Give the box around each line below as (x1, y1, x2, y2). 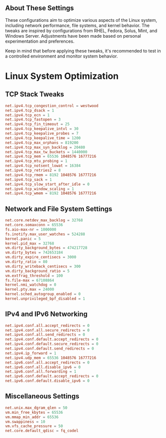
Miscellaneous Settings (5, 392, 79, 401)
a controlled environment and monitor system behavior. (5, 53, 118, 59)
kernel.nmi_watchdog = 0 (5, 282, 56, 287)
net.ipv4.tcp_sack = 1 (5, 177, 52, 182)
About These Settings (5, 4, 74, 12)
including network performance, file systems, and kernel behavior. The (5, 22, 150, 28)
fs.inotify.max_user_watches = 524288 (5, 232, 85, 237)
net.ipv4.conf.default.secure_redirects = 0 (5, 342, 99, 347)
